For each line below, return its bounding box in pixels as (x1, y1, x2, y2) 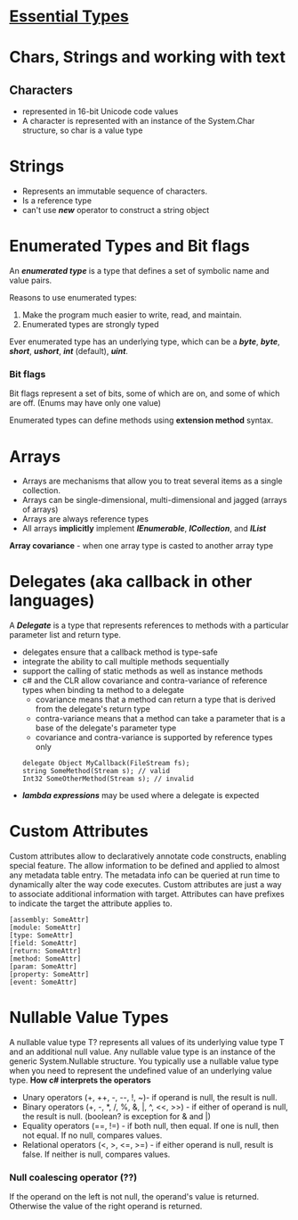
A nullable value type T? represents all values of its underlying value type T (9, 1037, 285, 1048)
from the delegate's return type (35, 704, 151, 714)
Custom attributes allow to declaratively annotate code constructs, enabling (9, 851, 287, 861)
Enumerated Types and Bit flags (9, 236, 251, 256)
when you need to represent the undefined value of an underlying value (9, 1066, 273, 1076)
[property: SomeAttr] (9, 970, 90, 979)
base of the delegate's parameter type (35, 722, 177, 733)
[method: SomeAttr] (9, 954, 82, 964)
